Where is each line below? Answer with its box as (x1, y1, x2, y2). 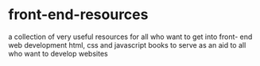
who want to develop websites (8, 49, 109, 58)
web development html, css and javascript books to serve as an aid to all (8, 40, 246, 49)
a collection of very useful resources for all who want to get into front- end (8, 32, 253, 41)
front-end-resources (8, 6, 149, 24)
